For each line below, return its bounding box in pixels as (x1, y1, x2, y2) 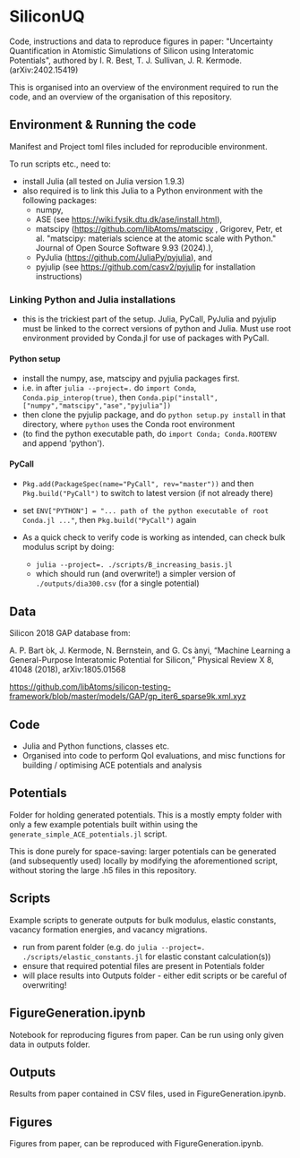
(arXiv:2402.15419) (9, 64, 79, 75)
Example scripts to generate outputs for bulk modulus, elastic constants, (9, 914, 277, 925)
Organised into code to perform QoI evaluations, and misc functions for (21, 751, 286, 761)
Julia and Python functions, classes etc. (21, 741, 170, 751)
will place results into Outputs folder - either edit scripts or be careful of (21, 970, 287, 981)
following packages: (21, 194, 97, 205)
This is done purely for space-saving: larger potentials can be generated (9, 845, 277, 856)
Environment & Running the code (9, 117, 197, 133)
